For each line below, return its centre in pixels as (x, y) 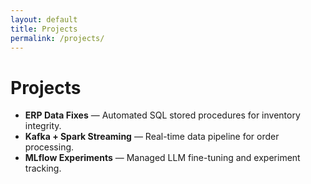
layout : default (44, 19)
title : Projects (44, 29)
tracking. (43, 168)
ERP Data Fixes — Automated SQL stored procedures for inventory (162, 115)
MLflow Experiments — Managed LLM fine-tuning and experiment (162, 158)
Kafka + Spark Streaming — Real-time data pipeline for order (152, 137)
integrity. (43, 126)
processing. (49, 147)
